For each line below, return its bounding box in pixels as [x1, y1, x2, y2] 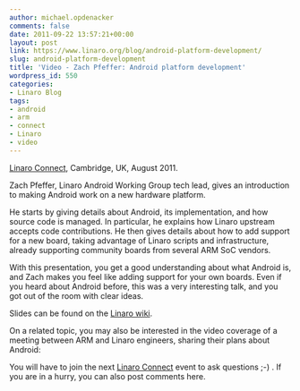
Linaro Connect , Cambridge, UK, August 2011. [9, 162, 178, 173]
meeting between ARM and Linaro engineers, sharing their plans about [9, 335, 270, 345]
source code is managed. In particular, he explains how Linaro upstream [9, 216, 276, 226]
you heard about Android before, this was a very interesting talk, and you [9, 281, 279, 292]
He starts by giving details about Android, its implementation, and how [9, 207, 269, 217]
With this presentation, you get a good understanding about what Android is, [9, 261, 292, 273]
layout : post [9, 38, 58, 47]
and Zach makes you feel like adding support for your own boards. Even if [9, 271, 282, 282]
